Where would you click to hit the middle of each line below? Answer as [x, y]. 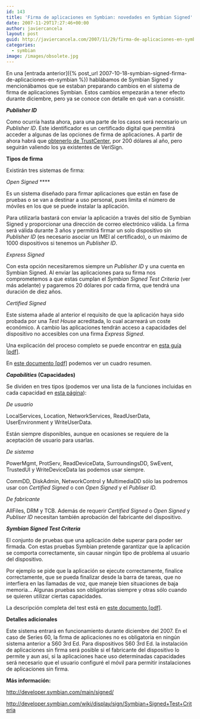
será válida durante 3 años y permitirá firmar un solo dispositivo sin [89, 230]
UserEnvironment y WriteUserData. [49, 422]
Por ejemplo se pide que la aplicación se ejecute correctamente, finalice [95, 570]
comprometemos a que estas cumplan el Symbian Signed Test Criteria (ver [98, 279]
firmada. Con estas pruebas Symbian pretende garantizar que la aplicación [98, 546]
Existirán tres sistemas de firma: [46, 170]
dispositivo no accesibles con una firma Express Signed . [75, 334]
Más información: [29, 680]
